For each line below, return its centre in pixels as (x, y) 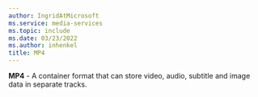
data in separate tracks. (48, 84)
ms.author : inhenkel (43, 46)
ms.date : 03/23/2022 (43, 38)
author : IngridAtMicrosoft (54, 16)
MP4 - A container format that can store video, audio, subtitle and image (129, 76)
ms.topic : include (39, 30)
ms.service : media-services (56, 23)
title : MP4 (27, 53)
